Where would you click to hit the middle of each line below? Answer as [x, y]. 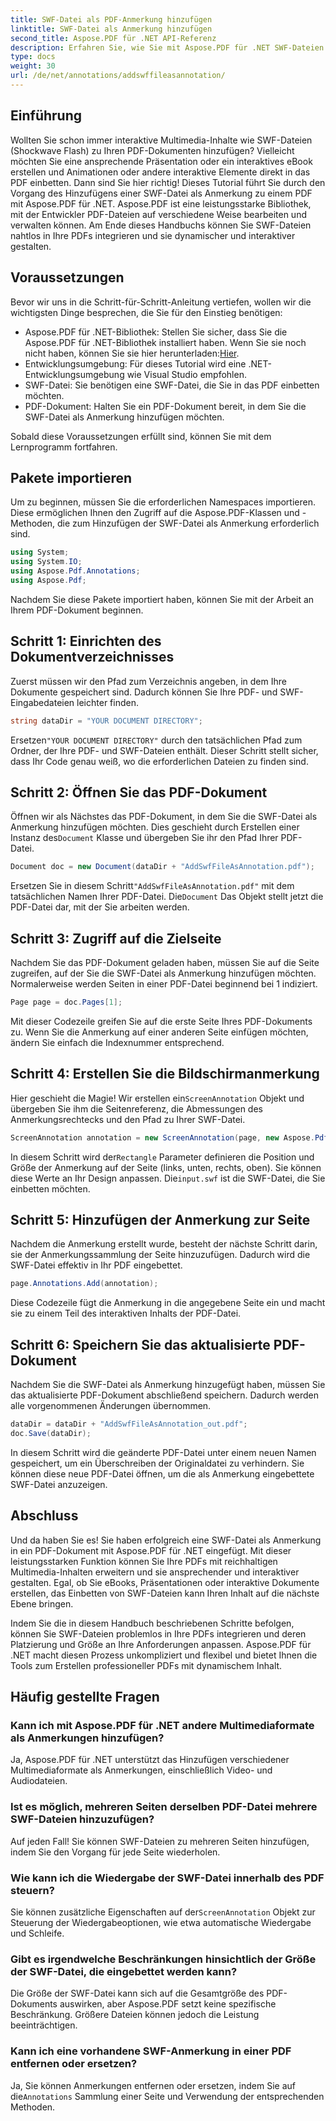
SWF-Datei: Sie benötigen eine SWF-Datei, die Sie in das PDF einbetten [172, 385]
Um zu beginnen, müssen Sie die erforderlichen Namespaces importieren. [163, 502]
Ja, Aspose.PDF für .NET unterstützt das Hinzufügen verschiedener [150, 1760]
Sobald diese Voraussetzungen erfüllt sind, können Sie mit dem [141, 436]
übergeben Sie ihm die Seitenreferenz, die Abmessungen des [136, 1108]
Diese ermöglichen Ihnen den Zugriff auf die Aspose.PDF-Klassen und [155, 513]
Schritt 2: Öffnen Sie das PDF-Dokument [139, 792]
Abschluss [44, 1516]
